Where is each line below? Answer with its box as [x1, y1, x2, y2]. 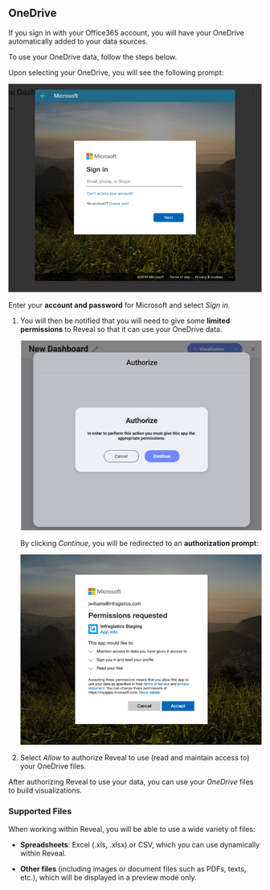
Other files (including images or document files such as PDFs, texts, [19, 863, 247, 873]
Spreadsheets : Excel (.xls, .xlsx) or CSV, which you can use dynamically [19, 839, 260, 849]
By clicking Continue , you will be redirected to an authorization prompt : [19, 539, 259, 548]
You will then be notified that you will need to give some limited [19, 316, 231, 325]
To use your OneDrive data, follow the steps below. [8, 52, 178, 61]
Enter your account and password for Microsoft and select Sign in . [8, 300, 231, 310]
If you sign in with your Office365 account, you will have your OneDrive [8, 27, 245, 37]
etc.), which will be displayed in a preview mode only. [19, 872, 197, 882]
